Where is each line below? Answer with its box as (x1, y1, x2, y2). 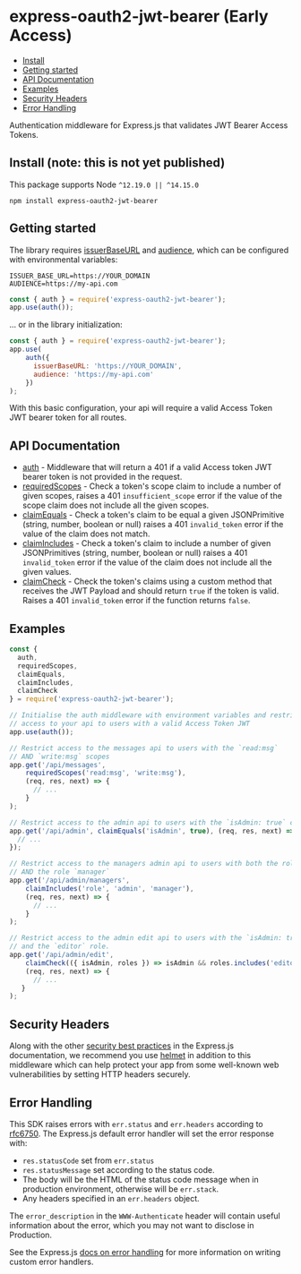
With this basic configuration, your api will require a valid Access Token (9, 403, 273, 414)
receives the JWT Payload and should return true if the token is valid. (21, 586, 279, 596)
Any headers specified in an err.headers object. (21, 1193, 200, 1203)
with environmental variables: (9, 253, 118, 265)
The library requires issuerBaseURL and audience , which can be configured (9, 244, 289, 255)
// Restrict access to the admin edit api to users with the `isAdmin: (9, 934, 282, 943)
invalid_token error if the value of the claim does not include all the (21, 557, 272, 568)
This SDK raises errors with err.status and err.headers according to (9, 1118, 263, 1129)
